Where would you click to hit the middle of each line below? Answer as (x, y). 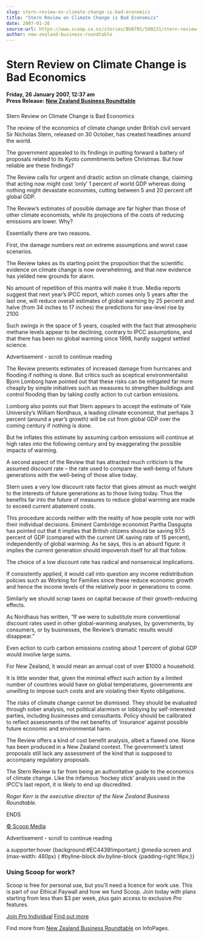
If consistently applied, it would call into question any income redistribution (100, 574)
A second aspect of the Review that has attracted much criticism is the (95, 462)
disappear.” (21, 636)
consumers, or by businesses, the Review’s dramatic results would (90, 630)
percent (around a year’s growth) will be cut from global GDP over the (93, 419)
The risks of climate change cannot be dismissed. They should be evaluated (102, 703)
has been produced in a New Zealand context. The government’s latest (95, 746)
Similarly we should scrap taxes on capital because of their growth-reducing (102, 598)
